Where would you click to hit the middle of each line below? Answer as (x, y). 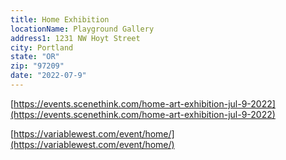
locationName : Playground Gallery (82, 29)
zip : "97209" (37, 66)
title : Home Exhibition (60, 19)
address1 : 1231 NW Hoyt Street (75, 38)
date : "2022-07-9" (48, 76)
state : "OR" (35, 57)
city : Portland (42, 47)
